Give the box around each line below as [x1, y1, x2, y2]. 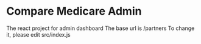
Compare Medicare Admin [6, 4, 142, 18]
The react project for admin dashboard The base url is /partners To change [6, 24, 195, 32]
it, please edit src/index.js [6, 31, 71, 38]
